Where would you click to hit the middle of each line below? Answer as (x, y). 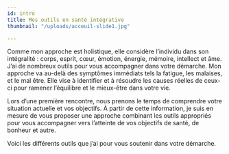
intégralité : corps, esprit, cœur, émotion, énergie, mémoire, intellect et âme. (114, 59)
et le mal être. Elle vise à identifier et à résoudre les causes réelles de (105, 81)
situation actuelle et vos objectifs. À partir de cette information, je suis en (110, 108)
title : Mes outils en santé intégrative (66, 20)
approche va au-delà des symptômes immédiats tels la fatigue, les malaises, (115, 73)
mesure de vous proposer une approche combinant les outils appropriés (109, 116)
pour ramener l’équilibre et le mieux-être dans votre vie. (92, 88)
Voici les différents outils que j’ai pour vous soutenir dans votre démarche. (112, 144)
